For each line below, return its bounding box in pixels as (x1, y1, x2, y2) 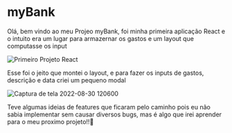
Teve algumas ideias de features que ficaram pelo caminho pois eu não (7, 103, 211, 111)
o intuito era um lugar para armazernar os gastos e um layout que (7, 34, 194, 42)
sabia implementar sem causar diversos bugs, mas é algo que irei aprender (7, 110, 222, 118)
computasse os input (7, 42, 67, 50)
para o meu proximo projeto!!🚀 (7, 117, 94, 125)
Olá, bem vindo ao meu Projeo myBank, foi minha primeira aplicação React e (7, 27, 226, 35)
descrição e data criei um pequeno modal (7, 76, 126, 84)
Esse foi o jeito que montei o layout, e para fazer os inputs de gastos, (7, 69, 204, 77)
